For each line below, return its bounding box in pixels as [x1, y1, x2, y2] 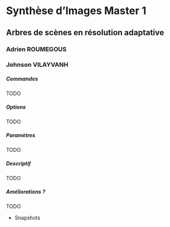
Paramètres [6, 131, 36, 138]
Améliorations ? [6, 188, 46, 195]
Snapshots [14, 214, 41, 221]
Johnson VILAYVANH [6, 60, 68, 69]
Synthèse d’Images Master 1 [6, 4, 147, 18]
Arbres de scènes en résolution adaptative [6, 28, 165, 38]
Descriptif [6, 160, 31, 167]
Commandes [6, 75, 38, 83]
